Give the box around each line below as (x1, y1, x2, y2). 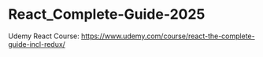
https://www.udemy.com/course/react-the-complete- (81, 31, 255, 41)
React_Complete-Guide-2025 (8, 5, 206, 23)
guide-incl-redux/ (8, 39, 65, 48)
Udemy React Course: (8, 31, 80, 41)
